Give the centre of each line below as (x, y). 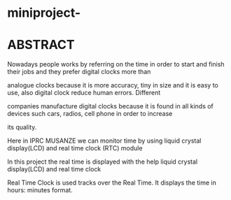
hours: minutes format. (40, 190)
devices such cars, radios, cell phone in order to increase (90, 114)
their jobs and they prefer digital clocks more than (79, 72)
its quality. (22, 127)
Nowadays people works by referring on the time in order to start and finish (116, 64)
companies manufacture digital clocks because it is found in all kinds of (110, 106)
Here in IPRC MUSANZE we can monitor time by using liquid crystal (104, 141)
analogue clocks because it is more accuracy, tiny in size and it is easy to (113, 85)
